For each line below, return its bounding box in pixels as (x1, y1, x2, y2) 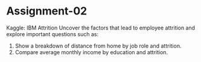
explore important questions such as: (6, 30, 98, 37)
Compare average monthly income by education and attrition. (14, 48, 168, 55)
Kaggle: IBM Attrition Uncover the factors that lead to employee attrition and (6, 24, 195, 31)
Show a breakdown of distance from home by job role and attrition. (14, 42, 182, 49)
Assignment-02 (6, 4, 88, 18)
